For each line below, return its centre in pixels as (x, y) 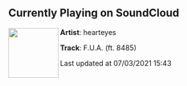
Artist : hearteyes (88, 32)
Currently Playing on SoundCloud (94, 13)
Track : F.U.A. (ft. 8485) (98, 48)
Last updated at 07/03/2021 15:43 (116, 63)
